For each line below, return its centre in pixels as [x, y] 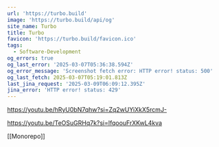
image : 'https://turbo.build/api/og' [61, 20]
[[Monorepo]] [26, 136]
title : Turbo [26, 33]
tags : [15, 45]
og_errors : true [30, 58]
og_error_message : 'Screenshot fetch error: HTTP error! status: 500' [110, 71]
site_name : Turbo [32, 26]
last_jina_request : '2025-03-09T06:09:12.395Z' [77, 84]
